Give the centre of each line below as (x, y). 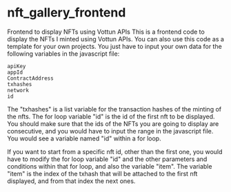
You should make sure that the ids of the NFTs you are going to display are (113, 124)
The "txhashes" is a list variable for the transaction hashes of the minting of (114, 109)
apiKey (17, 66)
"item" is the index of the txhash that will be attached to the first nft (102, 173)
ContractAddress (30, 78)
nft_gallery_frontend (67, 13)
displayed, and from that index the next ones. (71, 181)
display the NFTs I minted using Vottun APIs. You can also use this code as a (115, 39)
